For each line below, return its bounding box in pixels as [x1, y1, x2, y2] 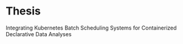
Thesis [5, 4, 41, 18]
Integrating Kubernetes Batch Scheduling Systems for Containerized [5, 24, 177, 31]
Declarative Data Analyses [5, 30, 72, 37]
